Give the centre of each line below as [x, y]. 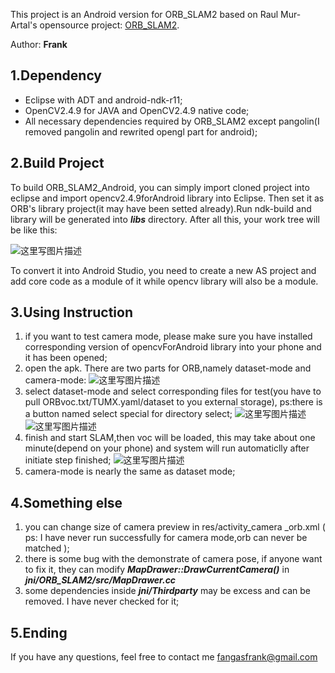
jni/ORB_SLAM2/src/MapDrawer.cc [100, 580]
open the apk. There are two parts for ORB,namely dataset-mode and [168, 368]
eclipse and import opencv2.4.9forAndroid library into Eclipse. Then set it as [167, 198]
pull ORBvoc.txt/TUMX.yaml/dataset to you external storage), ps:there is [173, 402]
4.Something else [66, 502]
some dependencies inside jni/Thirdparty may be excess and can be [167, 591]
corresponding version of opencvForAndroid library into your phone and [173, 347]
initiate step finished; [68, 460]
